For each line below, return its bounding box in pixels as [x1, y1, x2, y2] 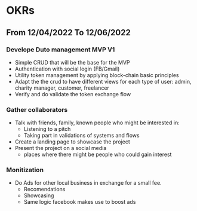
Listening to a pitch [23, 126, 71, 133]
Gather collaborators [6, 105, 68, 114]
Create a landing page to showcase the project [14, 138, 130, 145]
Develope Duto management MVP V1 [6, 45, 115, 54]
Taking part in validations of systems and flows [23, 132, 140, 139]
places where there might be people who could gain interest [23, 151, 172, 158]
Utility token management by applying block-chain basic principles [14, 71, 179, 78]
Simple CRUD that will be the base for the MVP [14, 59, 130, 66]
